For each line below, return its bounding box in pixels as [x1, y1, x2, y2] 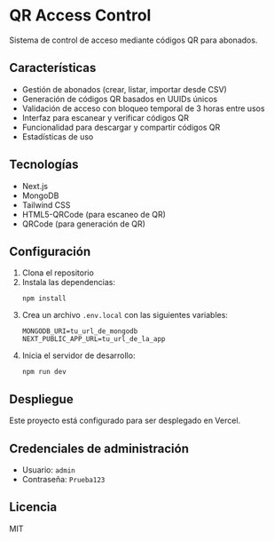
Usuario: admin [21, 465, 75, 475]
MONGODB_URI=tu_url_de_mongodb [21, 327, 138, 336]
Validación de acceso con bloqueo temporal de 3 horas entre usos [21, 103, 265, 114]
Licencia [9, 499, 58, 515]
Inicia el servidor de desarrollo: [21, 350, 136, 361]
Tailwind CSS [21, 199, 71, 210]
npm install [21, 294, 67, 303]
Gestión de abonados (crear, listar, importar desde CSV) [21, 84, 228, 94]
